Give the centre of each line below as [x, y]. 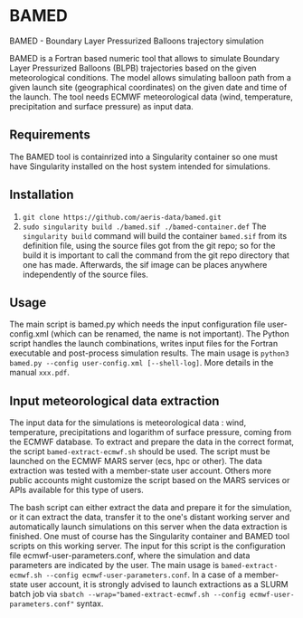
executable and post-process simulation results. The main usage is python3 [149, 353]
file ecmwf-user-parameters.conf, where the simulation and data [130, 556]
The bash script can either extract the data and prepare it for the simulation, [151, 508]
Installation [42, 195]
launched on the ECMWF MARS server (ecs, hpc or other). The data [136, 461]
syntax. [90, 604]
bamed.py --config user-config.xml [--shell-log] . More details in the [142, 363]
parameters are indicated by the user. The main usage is [114, 566]
